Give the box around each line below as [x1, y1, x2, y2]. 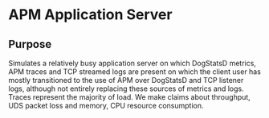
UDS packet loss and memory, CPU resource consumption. [8, 101, 204, 110]
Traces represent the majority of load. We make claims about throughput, [8, 92, 251, 101]
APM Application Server [8, 6, 173, 24]
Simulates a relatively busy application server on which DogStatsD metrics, [8, 58, 257, 68]
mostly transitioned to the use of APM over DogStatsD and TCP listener [8, 76, 244, 85]
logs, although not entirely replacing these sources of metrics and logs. [8, 84, 244, 93]
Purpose [8, 37, 52, 51]
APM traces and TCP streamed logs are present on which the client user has [8, 67, 261, 77]
